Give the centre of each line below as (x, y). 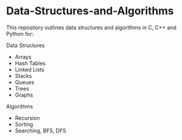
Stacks (23, 76)
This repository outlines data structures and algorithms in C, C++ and (92, 27)
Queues (24, 82)
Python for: (20, 33)
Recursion (27, 118)
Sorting (24, 124)
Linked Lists (30, 69)
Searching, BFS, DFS (41, 130)
